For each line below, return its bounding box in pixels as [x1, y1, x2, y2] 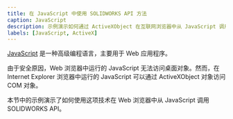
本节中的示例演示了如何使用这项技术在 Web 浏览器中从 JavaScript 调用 [7, 96, 209, 104]
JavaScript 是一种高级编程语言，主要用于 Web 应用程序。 [7, 49, 171, 57]
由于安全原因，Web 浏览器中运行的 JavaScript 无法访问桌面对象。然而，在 [7, 64, 220, 73]
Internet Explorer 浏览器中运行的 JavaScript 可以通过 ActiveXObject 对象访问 [7, 73, 226, 81]
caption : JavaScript [7, 17, 67, 24]
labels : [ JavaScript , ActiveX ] [7, 29, 98, 37]
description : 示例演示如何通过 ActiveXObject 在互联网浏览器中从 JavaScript [7, 23, 216, 30]
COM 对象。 [7, 81, 42, 90]
